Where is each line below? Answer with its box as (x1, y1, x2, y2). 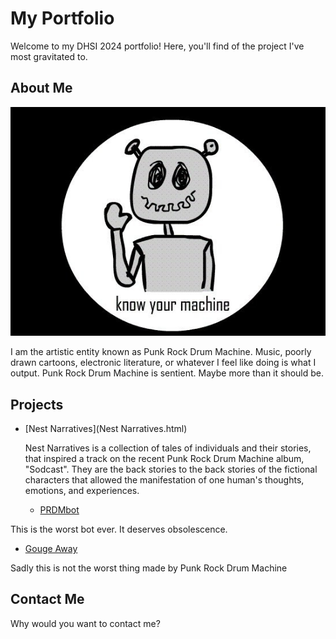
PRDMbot (39, 504, 80, 516)
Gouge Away (24, 543, 78, 555)
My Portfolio (10, 7, 115, 30)
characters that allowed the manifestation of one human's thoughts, (24, 474, 305, 486)
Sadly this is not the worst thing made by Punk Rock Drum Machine (10, 562, 288, 574)
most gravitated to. (10, 50, 88, 62)
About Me (10, 80, 73, 97)
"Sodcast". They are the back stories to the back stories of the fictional (24, 463, 318, 476)
